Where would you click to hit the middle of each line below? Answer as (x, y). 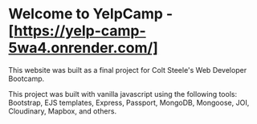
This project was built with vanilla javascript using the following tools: (123, 94)
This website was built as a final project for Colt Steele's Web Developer (128, 70)
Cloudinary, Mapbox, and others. (63, 111)
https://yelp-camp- (80, 31)
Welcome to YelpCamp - (91, 14)
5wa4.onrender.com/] (84, 48)
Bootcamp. (27, 78)
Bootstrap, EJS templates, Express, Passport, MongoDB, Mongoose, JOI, (129, 102)
